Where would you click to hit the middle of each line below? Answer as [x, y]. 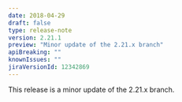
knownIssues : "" [35, 60]
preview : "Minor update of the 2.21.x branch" [86, 45]
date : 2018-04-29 [37, 15]
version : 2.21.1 [35, 38]
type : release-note [40, 30]
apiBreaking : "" [35, 52]
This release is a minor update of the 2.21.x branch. [91, 89]
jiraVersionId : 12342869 [49, 67]
